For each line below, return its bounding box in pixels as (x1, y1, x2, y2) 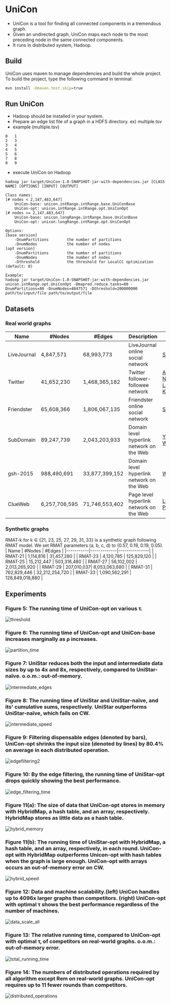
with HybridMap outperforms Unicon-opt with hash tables (15, 851, 162, 858)
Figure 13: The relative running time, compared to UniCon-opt (5, 932, 160, 939)
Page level (128, 491, 154, 498)
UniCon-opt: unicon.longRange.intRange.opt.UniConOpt (14, 219, 131, 225)
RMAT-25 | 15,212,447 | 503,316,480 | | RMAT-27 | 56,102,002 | (5, 559, 137, 565)
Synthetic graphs (5, 525, 49, 533)
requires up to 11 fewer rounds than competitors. (5, 981, 128, 988)
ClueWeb (8, 500, 30, 508)
